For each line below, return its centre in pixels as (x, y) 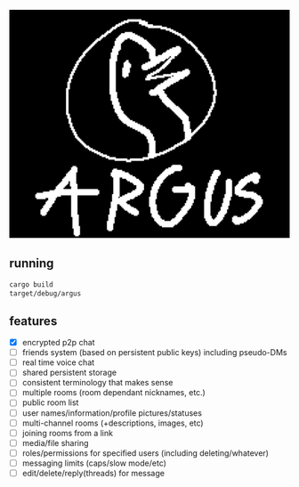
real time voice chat (58, 362)
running (32, 263)
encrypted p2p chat (58, 343)
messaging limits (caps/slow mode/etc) (94, 463)
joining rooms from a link (68, 433)
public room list (50, 402)
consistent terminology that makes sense (97, 383)
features (33, 321)
